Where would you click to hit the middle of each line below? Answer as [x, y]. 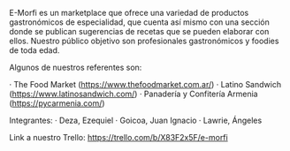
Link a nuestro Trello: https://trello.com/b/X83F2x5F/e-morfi [118, 137]
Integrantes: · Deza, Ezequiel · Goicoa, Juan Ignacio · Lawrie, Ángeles [136, 120]
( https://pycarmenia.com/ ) [57, 103]
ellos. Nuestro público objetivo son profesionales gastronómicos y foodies [144, 41]
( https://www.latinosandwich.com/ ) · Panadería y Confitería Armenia [134, 94]
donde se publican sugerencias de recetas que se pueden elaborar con [139, 31]
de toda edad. [34, 50]
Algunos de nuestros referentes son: [76, 67]
